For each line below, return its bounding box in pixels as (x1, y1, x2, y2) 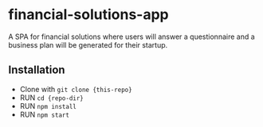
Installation (8, 63, 65, 77)
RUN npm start (19, 110, 70, 119)
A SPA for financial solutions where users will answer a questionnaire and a (8, 32, 255, 41)
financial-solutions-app (8, 6, 169, 24)
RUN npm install (19, 101, 77, 110)
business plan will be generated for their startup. (8, 40, 168, 49)
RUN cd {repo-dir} (19, 93, 84, 102)
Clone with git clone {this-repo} (19, 84, 133, 94)
